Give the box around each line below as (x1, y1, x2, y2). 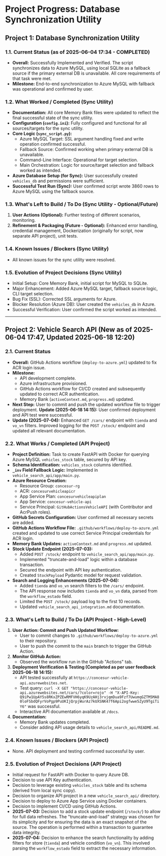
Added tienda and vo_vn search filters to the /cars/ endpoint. (19, 583, 145, 589)
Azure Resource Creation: (12, 477, 67, 483)
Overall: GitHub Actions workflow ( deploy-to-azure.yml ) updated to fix (12, 359, 157, 365)
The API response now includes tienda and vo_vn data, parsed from (19, 588, 158, 594)
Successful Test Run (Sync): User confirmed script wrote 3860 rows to (12, 183, 159, 189)
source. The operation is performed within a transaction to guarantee (12, 824, 153, 830)
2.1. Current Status (5, 348, 51, 355)
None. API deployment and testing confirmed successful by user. (12, 748, 145, 754)
